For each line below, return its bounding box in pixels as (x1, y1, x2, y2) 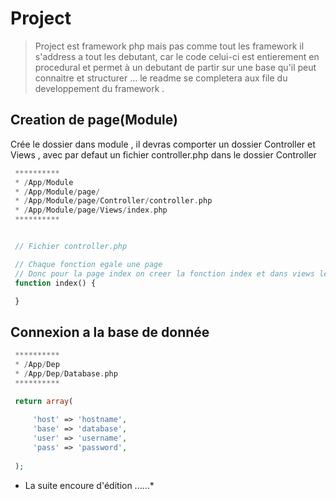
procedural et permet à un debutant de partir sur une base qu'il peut (34, 61, 317, 73)
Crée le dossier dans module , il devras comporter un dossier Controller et (10, 138, 316, 150)
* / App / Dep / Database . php (14, 368, 118, 379)
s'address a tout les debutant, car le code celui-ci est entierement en (34, 50, 320, 62)
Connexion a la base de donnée (10, 323, 210, 341)
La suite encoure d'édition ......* (24, 479, 155, 491)
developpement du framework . (34, 82, 165, 94)
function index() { (14, 278, 97, 288)
